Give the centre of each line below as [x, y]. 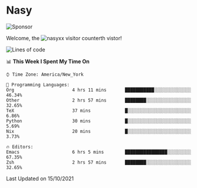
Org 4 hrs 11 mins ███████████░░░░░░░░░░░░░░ [99, 90]
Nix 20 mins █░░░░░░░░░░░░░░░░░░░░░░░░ [99, 131]
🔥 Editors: [20, 147]
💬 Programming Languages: [38, 85]
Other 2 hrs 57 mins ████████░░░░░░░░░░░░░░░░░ [99, 100]
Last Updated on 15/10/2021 [40, 179]
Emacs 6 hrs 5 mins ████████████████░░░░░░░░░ [99, 152]
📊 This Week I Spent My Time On [48, 61]
